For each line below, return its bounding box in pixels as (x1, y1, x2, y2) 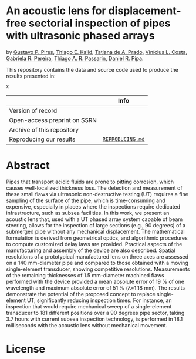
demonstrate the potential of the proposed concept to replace (6, 290, 156, 297)
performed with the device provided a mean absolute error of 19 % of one (6, 278, 185, 285)
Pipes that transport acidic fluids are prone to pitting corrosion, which (6, 178, 174, 185)
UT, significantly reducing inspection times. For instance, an (26, 297, 172, 304)
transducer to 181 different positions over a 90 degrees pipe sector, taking (6, 309, 185, 316)
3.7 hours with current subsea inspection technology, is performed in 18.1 (6, 316, 183, 323)
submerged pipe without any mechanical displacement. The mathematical (6, 228, 185, 235)
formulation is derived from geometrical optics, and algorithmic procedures (6, 234, 188, 241)
